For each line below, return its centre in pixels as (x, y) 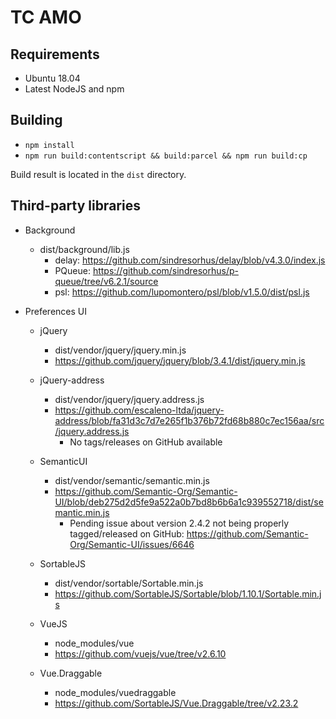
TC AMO (46, 17)
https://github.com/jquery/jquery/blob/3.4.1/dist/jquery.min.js (180, 360)
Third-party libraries (75, 206)
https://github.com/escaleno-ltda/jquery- (139, 410)
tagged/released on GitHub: (127, 533)
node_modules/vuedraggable (115, 692)
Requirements (55, 54)
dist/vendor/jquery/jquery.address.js (129, 399)
